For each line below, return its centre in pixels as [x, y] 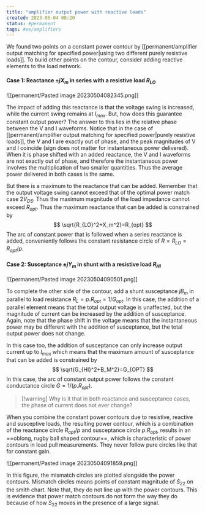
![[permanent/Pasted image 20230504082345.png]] [73, 95]
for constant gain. [28, 452]
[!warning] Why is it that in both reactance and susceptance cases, [106, 399]
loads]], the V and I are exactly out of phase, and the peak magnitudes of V [101, 141]
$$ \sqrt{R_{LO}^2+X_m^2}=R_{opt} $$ [103, 224]
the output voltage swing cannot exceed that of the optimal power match [98, 193]
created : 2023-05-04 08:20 [41, 18]
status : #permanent [31, 23]
